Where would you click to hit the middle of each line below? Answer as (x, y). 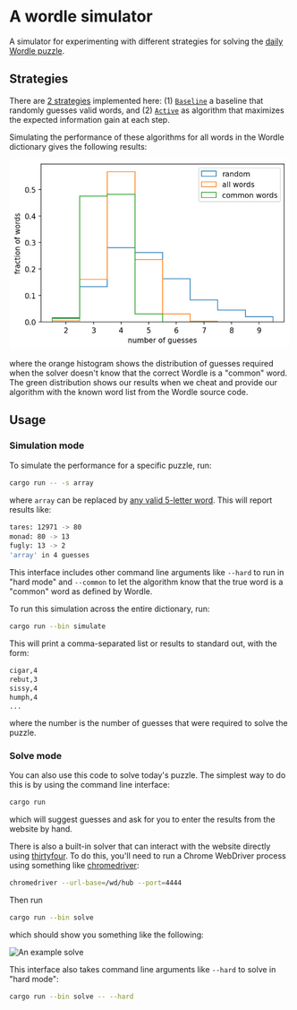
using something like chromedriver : (74, 866)
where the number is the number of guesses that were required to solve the (148, 723)
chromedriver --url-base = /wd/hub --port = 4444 (95, 883)
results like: (30, 509)
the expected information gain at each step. (89, 119)
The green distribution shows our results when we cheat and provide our (144, 383)
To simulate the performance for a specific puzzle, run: (110, 465)
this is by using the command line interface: (89, 785)
